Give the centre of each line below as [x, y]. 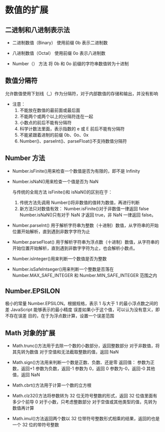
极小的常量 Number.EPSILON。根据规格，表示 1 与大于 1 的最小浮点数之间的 [82, 304]
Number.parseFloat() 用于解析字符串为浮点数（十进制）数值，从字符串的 [86, 242]
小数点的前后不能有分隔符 [46, 122]
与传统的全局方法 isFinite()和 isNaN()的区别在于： [62, 192]
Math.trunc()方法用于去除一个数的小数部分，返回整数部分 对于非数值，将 [86, 346]
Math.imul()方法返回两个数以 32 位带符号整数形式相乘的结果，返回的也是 [86, 419]
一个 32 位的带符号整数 [35, 425]
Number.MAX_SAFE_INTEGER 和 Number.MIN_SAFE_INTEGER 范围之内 [85, 275]
